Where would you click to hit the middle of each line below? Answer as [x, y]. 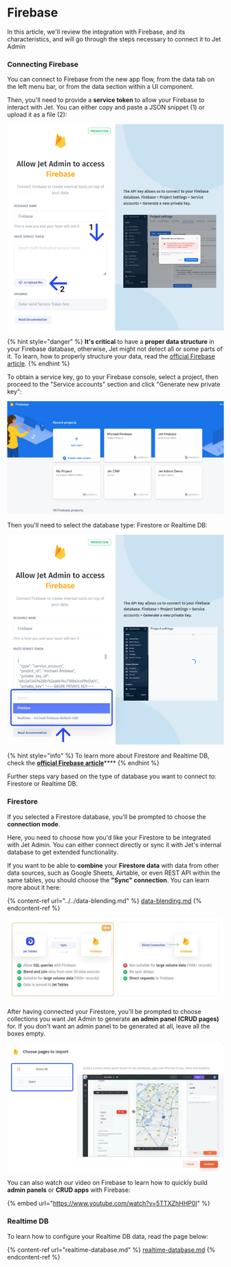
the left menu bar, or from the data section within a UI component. [101, 87]
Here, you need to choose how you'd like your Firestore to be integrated [109, 837]
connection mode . [34, 824]
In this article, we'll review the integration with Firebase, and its [96, 32]
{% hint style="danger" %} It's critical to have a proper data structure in [111, 342]
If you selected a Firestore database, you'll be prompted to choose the [107, 817]
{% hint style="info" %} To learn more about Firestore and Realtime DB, [108, 756]
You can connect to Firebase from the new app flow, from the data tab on [111, 79]
